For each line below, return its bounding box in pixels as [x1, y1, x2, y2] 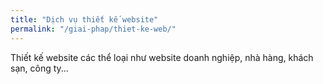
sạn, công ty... [10, 62, 69, 74]
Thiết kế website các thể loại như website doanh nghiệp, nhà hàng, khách [10, 51, 314, 63]
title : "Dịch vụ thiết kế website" [10, 14, 159, 25]
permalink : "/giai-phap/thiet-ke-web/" [10, 24, 177, 34]
